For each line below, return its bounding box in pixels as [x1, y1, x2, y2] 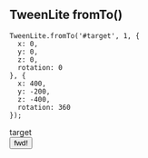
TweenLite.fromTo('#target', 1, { [9, 31, 141, 40]
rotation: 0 [17, 63, 64, 72]
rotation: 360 [17, 103, 71, 112]
